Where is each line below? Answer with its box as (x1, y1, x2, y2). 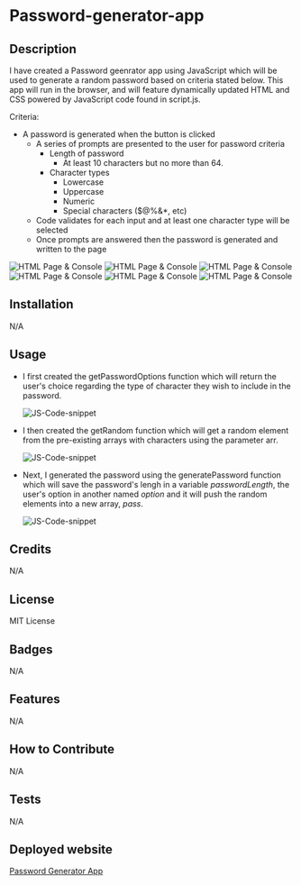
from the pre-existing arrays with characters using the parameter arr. (22, 434, 278, 445)
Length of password (49, 148, 124, 159)
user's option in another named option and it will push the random (22, 488, 268, 499)
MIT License (9, 616, 56, 626)
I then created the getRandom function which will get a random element (22, 424, 289, 435)
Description (9, 41, 77, 57)
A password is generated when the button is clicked (22, 129, 216, 140)
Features (9, 691, 60, 707)
